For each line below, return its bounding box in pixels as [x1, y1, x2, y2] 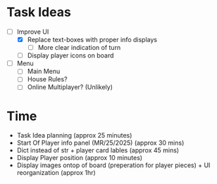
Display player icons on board [27, 51, 114, 60]
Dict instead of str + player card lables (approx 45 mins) [16, 146, 180, 155]
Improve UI [16, 27, 49, 36]
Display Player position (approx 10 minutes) [16, 154, 142, 162]
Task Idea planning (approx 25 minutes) [16, 131, 132, 140]
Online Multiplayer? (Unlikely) [27, 83, 113, 91]
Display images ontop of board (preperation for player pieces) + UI [16, 161, 211, 169]
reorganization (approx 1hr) [16, 169, 96, 177]
